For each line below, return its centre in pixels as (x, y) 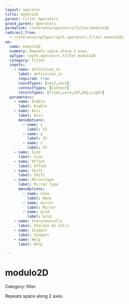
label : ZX (37, 138)
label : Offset (33, 166)
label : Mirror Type (38, 184)
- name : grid (36, 212)
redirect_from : (21, 33)
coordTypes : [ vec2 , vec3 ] (44, 83)
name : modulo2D (25, 46)
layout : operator (23, 10)
